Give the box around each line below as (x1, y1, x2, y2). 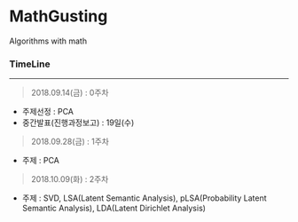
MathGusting (9, 6, 108, 27)
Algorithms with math (9, 36, 87, 46)
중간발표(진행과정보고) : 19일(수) (21, 117, 135, 128)
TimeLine (9, 58, 51, 70)
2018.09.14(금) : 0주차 (30, 87, 109, 99)
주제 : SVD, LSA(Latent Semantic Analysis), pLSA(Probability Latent (21, 193, 268, 203)
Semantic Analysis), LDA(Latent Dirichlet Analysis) (21, 202, 207, 214)
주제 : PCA (21, 155, 60, 166)
